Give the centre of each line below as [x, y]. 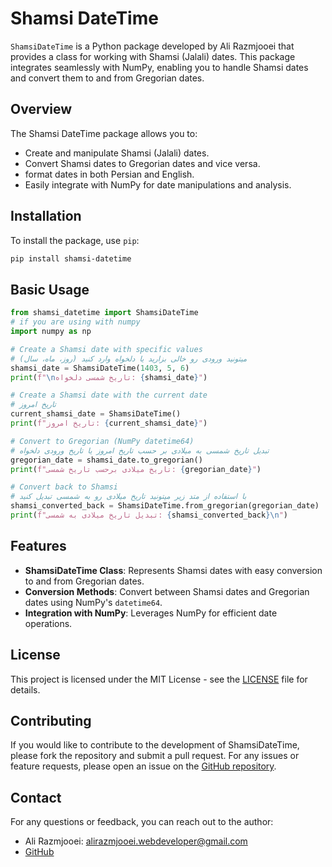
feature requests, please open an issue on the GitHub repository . [143, 766]
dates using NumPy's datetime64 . [93, 602]
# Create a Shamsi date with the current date [109, 395]
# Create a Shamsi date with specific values [106, 349]
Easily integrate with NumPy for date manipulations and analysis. [158, 184]
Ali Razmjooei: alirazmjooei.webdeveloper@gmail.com [136, 841]
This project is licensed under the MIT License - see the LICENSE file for [159, 679]
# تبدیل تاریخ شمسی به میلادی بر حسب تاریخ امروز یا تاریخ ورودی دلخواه [140, 450]
